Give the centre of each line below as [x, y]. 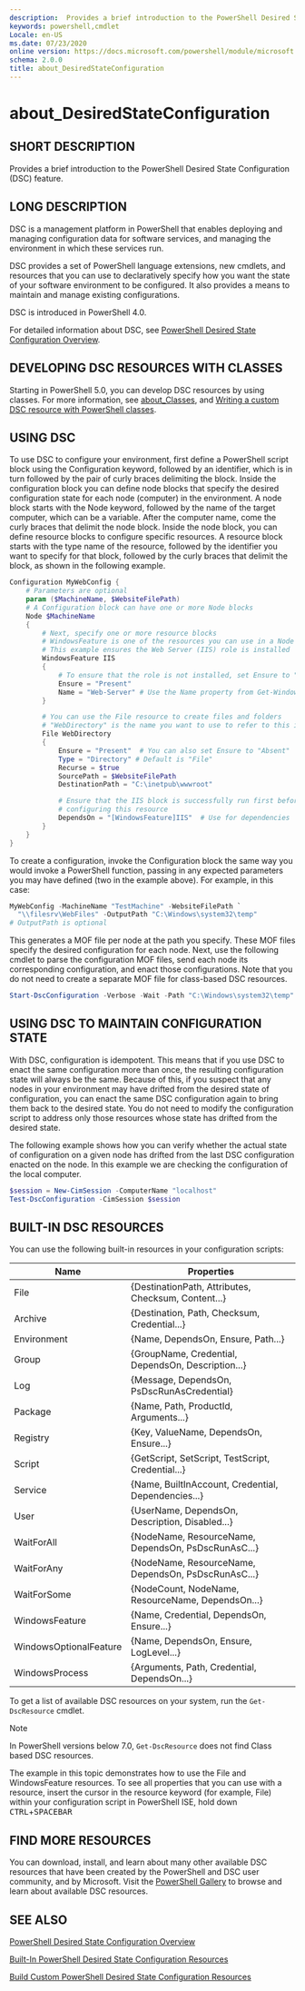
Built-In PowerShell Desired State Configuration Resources [119, 1959]
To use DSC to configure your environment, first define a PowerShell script [149, 460]
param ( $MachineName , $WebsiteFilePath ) [103, 599]
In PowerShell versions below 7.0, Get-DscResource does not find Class [141, 1746]
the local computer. [45, 1174]
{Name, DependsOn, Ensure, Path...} [207, 1339]
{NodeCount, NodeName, [185, 1589]
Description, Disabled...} [182, 1522]
